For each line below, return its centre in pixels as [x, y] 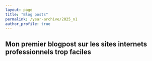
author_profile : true [28, 24]
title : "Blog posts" [27, 14]
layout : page [19, 10]
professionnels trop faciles [48, 52]
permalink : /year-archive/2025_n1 [42, 19]
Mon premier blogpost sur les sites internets [76, 44]
